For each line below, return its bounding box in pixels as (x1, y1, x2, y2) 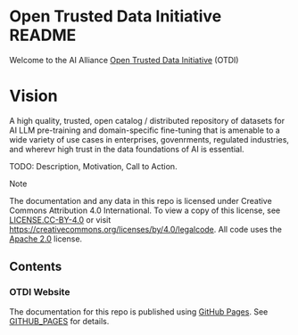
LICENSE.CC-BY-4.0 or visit (9, 214, 112, 225)
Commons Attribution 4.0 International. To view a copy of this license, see (9, 205, 281, 216)
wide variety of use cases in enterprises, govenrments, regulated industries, (9, 134, 290, 144)
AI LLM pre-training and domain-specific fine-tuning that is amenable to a (9, 125, 281, 135)
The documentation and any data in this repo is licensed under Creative (9, 195, 272, 206)
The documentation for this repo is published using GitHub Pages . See (9, 306, 269, 317)
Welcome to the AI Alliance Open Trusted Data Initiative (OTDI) (9, 54, 239, 65)
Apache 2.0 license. (9, 233, 83, 244)
